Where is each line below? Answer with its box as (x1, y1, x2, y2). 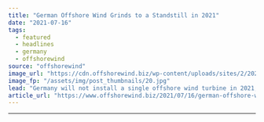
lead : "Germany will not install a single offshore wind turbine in (8, 84, 237, 92)
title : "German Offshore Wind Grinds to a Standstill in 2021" (8, 11, 220, 20)
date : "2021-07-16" (8, 19, 72, 27)
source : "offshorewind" (8, 63, 86, 70)
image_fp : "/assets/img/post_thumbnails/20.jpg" (8, 77, 170, 84)
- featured (15, 33, 51, 41)
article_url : (8, 91, 51, 99)
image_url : (8, 70, 44, 77)
